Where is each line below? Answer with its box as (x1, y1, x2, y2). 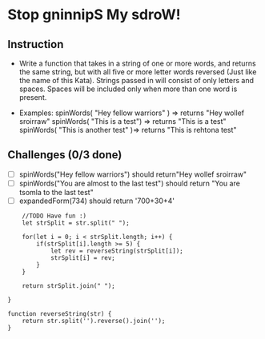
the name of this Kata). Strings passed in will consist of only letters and (18, 76, 254, 85)
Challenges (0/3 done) (7, 148, 122, 162)
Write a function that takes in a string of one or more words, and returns (18, 58, 257, 68)
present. (18, 93, 47, 102)
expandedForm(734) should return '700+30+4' (18, 196, 175, 205)
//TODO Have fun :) (22, 212, 87, 220)
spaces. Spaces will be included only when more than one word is (18, 84, 238, 94)
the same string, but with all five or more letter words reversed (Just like (18, 67, 257, 77)
